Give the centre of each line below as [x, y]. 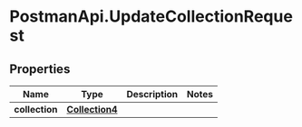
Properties [40, 69]
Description [152, 94]
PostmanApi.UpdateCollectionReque [151, 17]
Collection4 [92, 109]
